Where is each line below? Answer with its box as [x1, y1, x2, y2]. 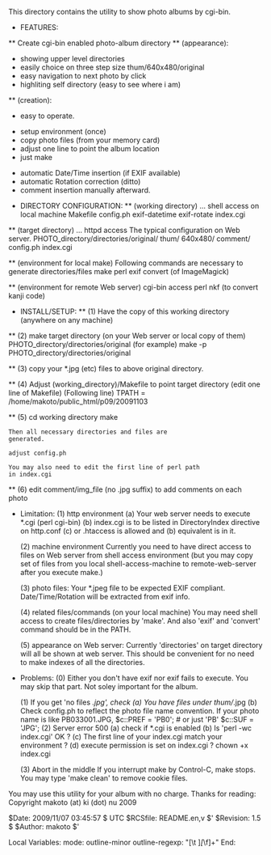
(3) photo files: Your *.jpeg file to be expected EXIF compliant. [19, 583, 226, 593]
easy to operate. [19, 111, 75, 121]
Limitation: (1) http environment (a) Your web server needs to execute [19, 509, 251, 519]
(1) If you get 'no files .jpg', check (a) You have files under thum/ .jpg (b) [19, 697, 258, 707]
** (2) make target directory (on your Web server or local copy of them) [8, 331, 246, 341]
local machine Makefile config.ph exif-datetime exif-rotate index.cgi [19, 210, 246, 219]
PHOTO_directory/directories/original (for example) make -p [8, 340, 207, 349]
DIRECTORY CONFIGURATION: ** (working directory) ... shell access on [19, 201, 260, 210]
